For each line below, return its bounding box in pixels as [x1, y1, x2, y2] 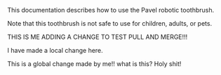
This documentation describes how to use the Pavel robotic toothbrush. [7, 6, 215, 14]
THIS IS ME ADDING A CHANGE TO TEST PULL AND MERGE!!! [7, 33, 188, 41]
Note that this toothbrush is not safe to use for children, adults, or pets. [7, 19, 213, 27]
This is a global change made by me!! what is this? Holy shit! [7, 60, 182, 68]
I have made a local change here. [7, 47, 103, 54]
